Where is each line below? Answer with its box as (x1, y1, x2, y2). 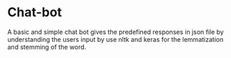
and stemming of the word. (7, 42, 87, 51)
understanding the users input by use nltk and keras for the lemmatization (7, 35, 224, 43)
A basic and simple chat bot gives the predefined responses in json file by (7, 28, 224, 36)
